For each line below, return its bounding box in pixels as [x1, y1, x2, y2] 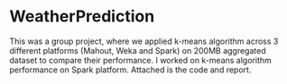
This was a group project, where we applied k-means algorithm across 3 [9, 36, 279, 46]
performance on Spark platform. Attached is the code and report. [9, 64, 252, 75]
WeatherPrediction [9, 6, 155, 27]
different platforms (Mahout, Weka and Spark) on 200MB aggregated [9, 45, 266, 55]
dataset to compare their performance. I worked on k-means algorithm [9, 55, 273, 65]
